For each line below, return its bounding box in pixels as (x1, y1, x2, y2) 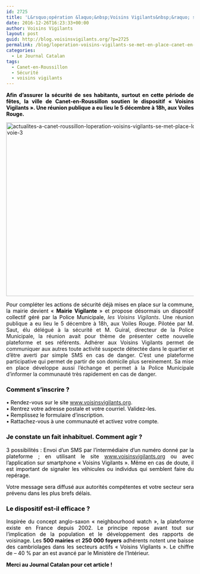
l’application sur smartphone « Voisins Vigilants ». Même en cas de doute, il (6, 459, 194, 466)
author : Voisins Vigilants (6, 25, 73, 32)
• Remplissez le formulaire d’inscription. (6, 411, 104, 419)
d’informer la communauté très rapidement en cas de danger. (6, 370, 157, 378)
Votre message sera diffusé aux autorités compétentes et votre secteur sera (6, 483, 194, 490)
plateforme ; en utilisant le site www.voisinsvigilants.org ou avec (6, 453, 194, 460)
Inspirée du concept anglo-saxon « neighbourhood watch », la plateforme (6, 518, 194, 525)
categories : (6, 48, 36, 54)
